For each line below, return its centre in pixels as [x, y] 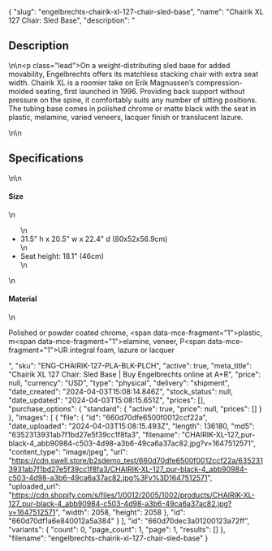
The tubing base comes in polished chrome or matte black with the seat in [132, 108]
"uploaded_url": [35, 487]
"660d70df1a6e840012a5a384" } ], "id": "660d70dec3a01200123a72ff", [129, 521]
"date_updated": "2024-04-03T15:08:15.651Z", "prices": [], [107, 400]
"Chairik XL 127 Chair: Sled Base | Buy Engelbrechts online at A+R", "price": [135, 375]
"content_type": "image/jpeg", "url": [68, 452]
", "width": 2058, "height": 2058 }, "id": [121, 512]
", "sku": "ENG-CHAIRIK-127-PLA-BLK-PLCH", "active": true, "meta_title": [130, 366]
